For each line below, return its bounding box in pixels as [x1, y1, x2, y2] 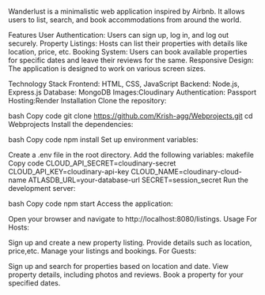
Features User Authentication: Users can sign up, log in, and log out [8, 31, 229, 39]
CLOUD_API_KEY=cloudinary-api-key [8, 167, 130, 176]
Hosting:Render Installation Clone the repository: [8, 96, 167, 105]
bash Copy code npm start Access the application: [8, 199, 173, 208]
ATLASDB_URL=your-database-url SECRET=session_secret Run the [28, 175, 249, 185]
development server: [8, 184, 76, 192]
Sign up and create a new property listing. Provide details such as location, [8, 238, 252, 247]
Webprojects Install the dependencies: [8, 120, 134, 129]
